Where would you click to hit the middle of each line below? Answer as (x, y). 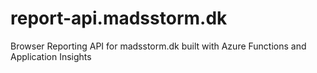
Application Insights (51, 56)
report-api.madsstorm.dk (119, 18)
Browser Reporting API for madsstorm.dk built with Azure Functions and (158, 46)
